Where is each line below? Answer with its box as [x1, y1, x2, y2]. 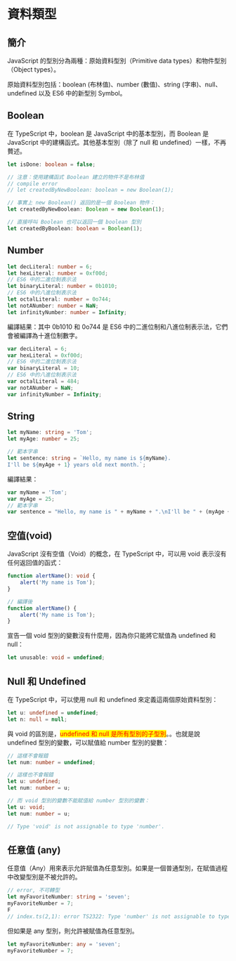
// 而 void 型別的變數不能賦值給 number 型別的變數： [7, 797, 150, 804]
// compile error [7, 180, 58, 187]
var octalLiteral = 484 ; [7, 378, 80, 385]
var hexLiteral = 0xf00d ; [7, 352, 83, 359]
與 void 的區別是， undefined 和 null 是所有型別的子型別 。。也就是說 [7, 729, 200, 738]
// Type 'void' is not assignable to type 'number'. [7, 823, 165, 830]
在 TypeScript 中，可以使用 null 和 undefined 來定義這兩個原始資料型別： [7, 695, 218, 703]
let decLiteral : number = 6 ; [7, 263, 93, 270]
